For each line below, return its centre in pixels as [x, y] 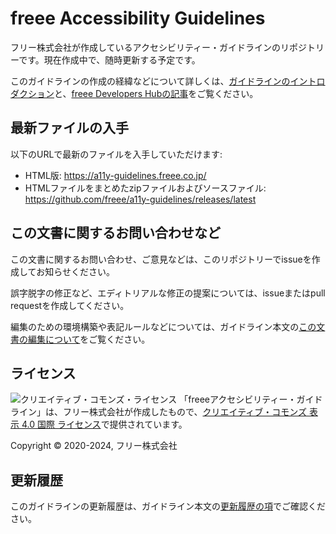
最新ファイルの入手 [69, 128]
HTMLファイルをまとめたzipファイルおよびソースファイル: [145, 188]
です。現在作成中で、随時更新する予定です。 [109, 59]
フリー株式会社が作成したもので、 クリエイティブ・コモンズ [185, 412]
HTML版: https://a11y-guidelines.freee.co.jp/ [115, 175]
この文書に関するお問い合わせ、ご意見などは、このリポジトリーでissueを [161, 259]
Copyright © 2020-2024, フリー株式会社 [94, 446]
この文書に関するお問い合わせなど [115, 233]
